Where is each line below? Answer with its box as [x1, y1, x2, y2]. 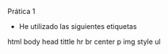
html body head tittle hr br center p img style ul [7, 37, 161, 46]
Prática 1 [7, 7, 36, 16]
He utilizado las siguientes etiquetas [18, 22, 137, 31]
